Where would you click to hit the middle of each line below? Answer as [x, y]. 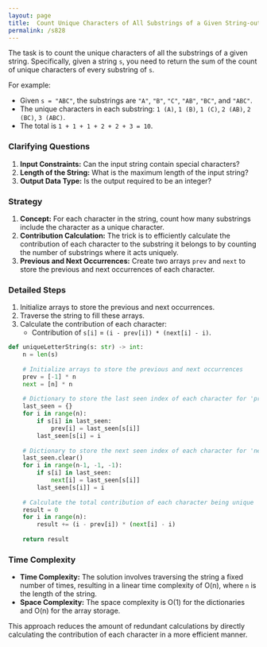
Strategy [25, 201]
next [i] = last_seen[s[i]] [95, 480]
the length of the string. [58, 594]
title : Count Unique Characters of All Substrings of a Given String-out [135, 23]
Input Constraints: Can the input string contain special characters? [130, 164]
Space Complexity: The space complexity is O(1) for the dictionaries [132, 602]
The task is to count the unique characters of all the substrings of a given [128, 53]
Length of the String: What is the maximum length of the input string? [134, 172]
